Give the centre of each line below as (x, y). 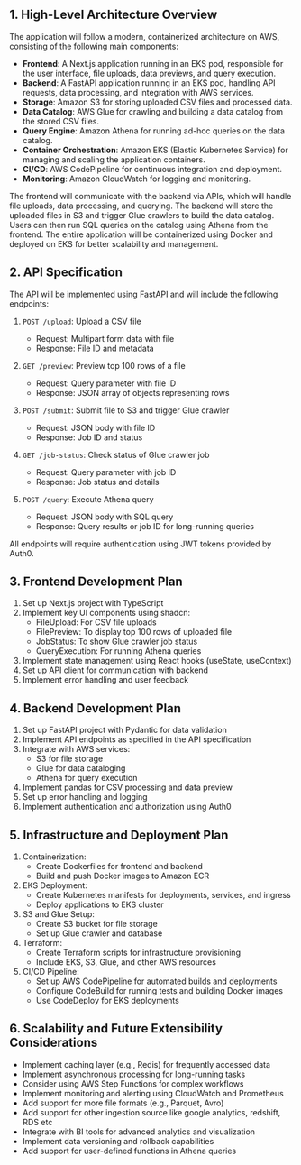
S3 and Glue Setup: (58, 914)
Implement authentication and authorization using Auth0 (127, 807)
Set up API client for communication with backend (115, 670)
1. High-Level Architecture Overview (114, 15)
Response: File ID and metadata (95, 348)
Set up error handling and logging (85, 797)
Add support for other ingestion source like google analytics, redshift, (151, 1112)
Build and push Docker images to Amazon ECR (123, 876)
